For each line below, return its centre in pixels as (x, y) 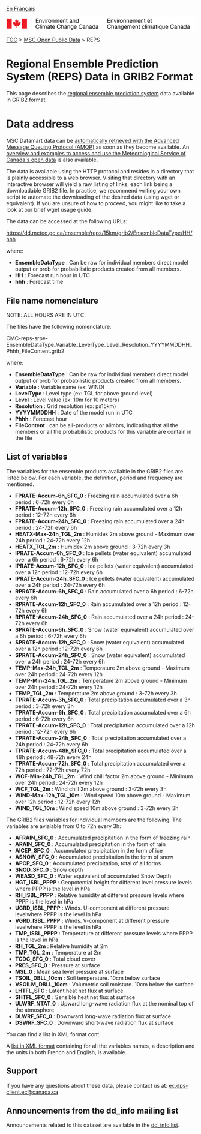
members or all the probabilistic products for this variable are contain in (103, 431)
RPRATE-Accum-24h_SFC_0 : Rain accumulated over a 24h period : (99, 617)
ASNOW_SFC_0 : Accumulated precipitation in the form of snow (94, 857)
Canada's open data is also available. (52, 160)
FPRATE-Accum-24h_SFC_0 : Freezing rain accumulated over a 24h (100, 521)
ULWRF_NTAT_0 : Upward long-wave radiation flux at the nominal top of (104, 1003)
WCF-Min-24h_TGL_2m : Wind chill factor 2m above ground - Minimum (104, 776)
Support (22, 1071)
